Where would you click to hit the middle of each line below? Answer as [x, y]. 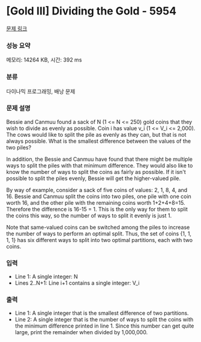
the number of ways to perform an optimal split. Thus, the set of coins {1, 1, [99, 234]
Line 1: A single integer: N [46, 277]
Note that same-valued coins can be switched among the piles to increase [98, 227]
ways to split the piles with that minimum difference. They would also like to [100, 165]
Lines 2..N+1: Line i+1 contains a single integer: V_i [77, 283]
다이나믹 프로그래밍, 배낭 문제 [41, 91]
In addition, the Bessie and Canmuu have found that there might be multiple [100, 159]
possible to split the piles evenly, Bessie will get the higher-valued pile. [94, 178]
